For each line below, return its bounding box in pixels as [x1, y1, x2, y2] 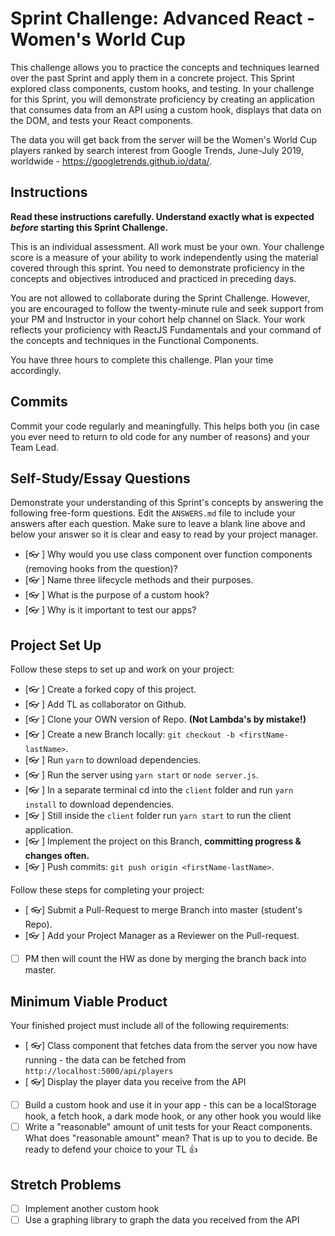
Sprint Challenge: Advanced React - [10, 7, 316, 30]
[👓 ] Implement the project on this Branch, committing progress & [24, 835, 302, 847]
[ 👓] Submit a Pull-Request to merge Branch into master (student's [24, 904, 303, 916]
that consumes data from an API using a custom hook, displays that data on [10, 103, 322, 116]
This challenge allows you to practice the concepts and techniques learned [10, 61, 320, 73]
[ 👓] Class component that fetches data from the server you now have [24, 1040, 318, 1052]
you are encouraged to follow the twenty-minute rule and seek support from [10, 302, 324, 314]
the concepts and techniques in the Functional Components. [10, 334, 259, 346]
